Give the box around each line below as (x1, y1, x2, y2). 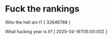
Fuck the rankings (5, 3, 80, 14)
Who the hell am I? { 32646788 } (5, 19, 71, 25)
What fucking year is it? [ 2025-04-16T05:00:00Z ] (5, 28, 108, 34)
